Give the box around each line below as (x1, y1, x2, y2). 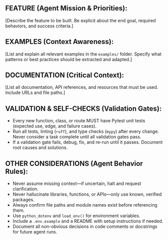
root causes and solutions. (12, 145, 68, 151)
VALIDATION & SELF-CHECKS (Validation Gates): (5, 104, 162, 113)
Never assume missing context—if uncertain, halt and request (12, 180, 141, 186)
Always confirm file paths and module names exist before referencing (12, 202, 158, 208)
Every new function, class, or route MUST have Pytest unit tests (12, 118, 145, 124)
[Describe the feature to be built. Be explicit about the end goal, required (5, 17, 156, 23)
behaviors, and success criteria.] (5, 23, 74, 29)
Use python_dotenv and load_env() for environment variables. (12, 213, 140, 219)
